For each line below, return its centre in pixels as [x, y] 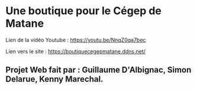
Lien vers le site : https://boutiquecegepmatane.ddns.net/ [76, 51]
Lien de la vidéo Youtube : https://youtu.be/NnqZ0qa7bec [76, 40]
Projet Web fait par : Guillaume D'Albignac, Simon [98, 70]
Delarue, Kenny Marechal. [54, 79]
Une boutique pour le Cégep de [84, 11]
